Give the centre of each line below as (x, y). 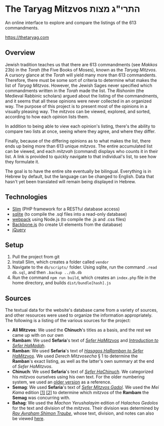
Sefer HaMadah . (29, 346)
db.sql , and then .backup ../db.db (47, 273)
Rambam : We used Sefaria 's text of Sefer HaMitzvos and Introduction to (85, 340)
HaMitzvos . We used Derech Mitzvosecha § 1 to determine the (75, 356)
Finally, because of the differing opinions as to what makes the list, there (78, 141)
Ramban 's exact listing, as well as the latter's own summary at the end (83, 361)
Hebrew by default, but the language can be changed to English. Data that (80, 176)
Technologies (26, 197)
